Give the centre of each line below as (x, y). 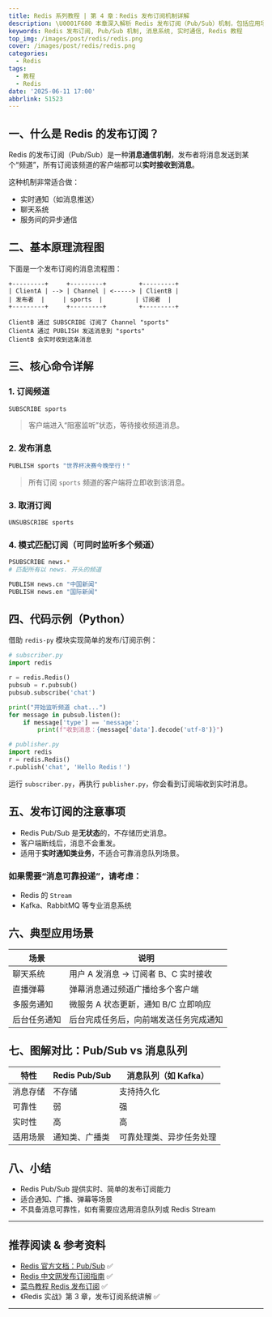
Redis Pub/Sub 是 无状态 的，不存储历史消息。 (96, 832)
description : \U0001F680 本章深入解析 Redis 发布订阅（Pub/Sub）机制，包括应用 (134, 24)
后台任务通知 (37, 1020)
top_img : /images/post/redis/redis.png (76, 38)
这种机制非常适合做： (44, 182)
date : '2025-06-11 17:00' (52, 91)
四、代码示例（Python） (70, 619)
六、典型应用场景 (51, 933)
